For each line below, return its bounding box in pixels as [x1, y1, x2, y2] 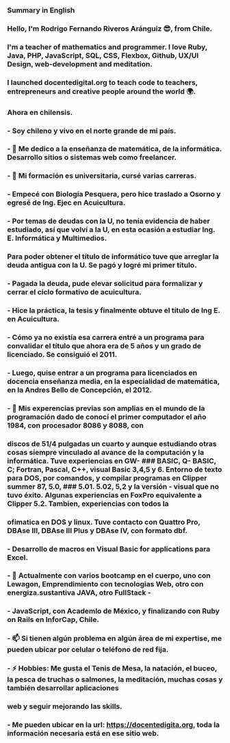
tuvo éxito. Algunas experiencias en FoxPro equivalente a [7, 490, 202, 499]
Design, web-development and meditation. [7, 59, 153, 68]
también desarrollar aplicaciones [7, 683, 119, 693]
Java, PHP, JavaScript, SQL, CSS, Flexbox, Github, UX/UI [7, 51, 199, 60]
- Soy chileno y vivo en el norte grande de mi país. [7, 126, 177, 135]
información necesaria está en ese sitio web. [7, 729, 159, 738]
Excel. [7, 553, 29, 562]
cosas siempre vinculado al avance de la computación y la [7, 447, 205, 457]
